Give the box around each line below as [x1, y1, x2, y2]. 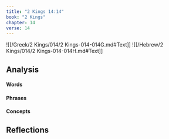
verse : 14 [6, 25, 31, 31]
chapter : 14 [6, 19, 35, 25]
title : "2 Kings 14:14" [6, 8, 65, 15]
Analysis [6, 64, 39, 74]
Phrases [6, 94, 27, 101]
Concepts [6, 108, 31, 115]
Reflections [6, 125, 49, 135]
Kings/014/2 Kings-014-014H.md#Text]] [6, 48, 103, 55]
